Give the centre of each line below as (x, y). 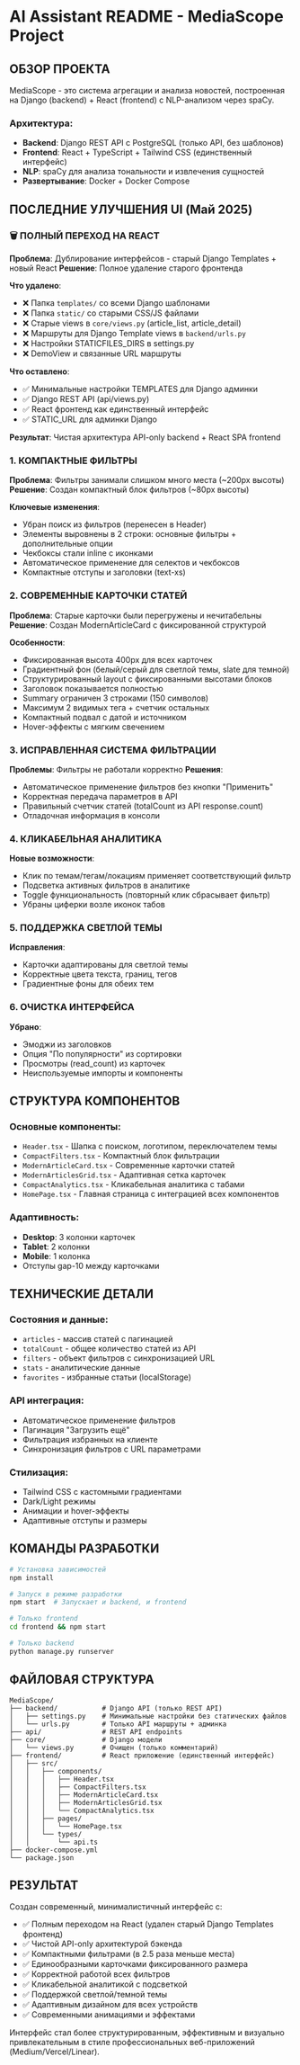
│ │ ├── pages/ (46, 1819)
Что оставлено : (40, 371)
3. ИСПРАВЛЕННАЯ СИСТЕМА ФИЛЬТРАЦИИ (113, 750)
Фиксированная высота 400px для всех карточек (117, 659)
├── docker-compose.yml (54, 1850)
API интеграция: (47, 1400)
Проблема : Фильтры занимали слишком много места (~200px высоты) (147, 480)
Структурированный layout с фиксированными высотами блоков (147, 679)
